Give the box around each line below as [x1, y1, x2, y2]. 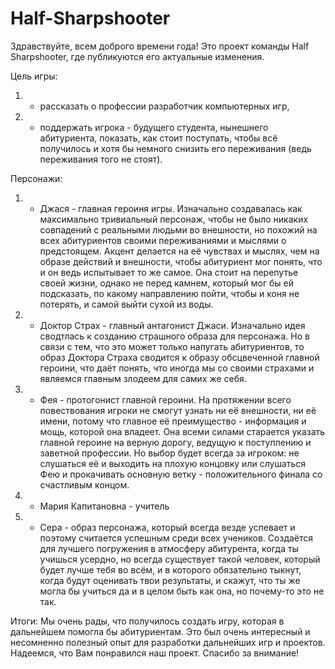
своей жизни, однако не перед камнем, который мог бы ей [39, 277, 295, 289]
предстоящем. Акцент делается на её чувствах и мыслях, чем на [39, 245, 320, 257]
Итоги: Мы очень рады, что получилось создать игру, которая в [10, 615, 285, 627]
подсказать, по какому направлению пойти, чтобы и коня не [39, 287, 300, 299]
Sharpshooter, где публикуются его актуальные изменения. [10, 50, 265, 62]
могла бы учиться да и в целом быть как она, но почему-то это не [39, 585, 325, 597]
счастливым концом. [39, 478, 130, 491]
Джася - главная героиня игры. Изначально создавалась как [39, 202, 303, 214]
